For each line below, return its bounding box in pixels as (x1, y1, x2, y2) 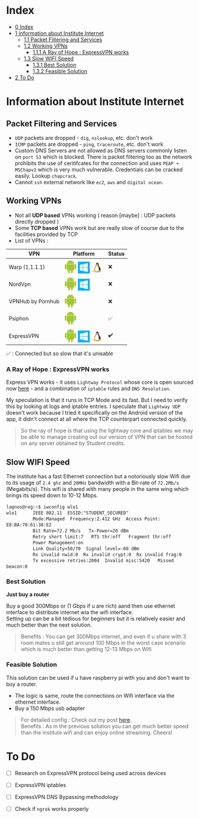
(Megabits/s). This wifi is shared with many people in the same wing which (6, 486, 189, 493)
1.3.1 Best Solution (32, 61, 77, 69)
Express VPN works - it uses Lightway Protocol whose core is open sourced (6, 379, 194, 386)
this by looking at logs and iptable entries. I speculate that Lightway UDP (6, 403, 181, 410)
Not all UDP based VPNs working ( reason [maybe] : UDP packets (14, 212, 176, 219)
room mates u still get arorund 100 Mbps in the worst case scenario (20, 639, 186, 646)
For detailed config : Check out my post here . (20, 716, 132, 723)
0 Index (14, 23, 34, 30)
